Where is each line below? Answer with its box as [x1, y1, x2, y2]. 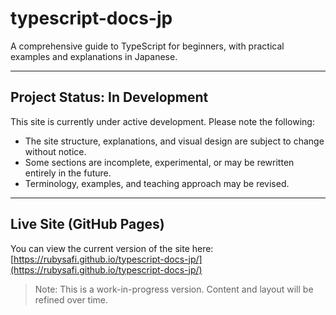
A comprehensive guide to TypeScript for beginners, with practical [10, 40, 285, 52]
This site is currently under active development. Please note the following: [10, 115, 315, 127]
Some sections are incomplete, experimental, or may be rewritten [24, 156, 295, 168]
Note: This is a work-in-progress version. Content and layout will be [34, 283, 314, 295]
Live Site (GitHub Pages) [10, 216, 165, 233]
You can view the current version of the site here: [10, 242, 214, 254]
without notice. [24, 145, 87, 157]
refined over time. [34, 293, 109, 306]
